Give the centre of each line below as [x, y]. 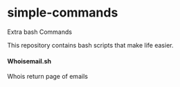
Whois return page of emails [48, 77]
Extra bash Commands [40, 32]
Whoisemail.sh [29, 61]
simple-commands [63, 13]
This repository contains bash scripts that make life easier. [90, 45]
